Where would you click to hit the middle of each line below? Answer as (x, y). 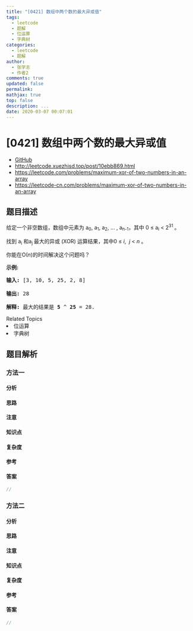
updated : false (25, 84)
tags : (13, 17)
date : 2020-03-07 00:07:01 (39, 112)
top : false (20, 100)
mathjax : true (24, 95)
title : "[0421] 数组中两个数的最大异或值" (54, 12)
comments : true (25, 78)
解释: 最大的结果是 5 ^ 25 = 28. (50, 307)
